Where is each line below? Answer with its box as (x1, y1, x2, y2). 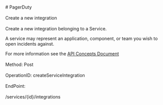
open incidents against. (5, 41, 55, 47)
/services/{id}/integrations (5, 94, 61, 100)
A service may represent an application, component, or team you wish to (5, 36, 158, 42)
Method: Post (5, 61, 34, 67)
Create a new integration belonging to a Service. (5, 26, 107, 31)
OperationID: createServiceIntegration (5, 73, 85, 78)
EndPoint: (5, 83, 25, 89)
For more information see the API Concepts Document (5, 51, 119, 57)
